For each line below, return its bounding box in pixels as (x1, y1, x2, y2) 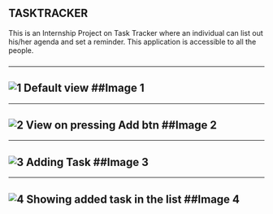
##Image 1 (90, 81, 145, 95)
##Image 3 (93, 155, 149, 169)
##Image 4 (184, 192, 240, 206)
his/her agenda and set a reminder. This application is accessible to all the (8, 37, 257, 46)
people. (8, 45, 34, 55)
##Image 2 (161, 118, 217, 132)
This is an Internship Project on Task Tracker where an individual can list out (8, 28, 264, 37)
